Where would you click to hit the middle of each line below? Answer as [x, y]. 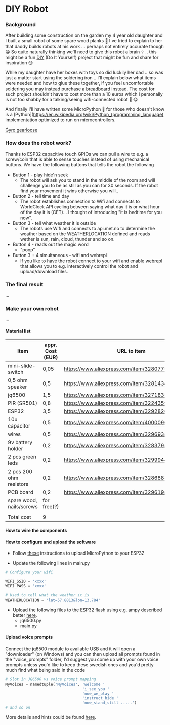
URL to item [131, 351]
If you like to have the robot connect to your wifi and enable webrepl [91, 261]
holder [16, 448]
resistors [18, 484]
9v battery [20, 442]
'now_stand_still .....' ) [110, 703]
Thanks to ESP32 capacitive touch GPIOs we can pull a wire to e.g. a [77, 154]
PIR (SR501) [23, 403]
